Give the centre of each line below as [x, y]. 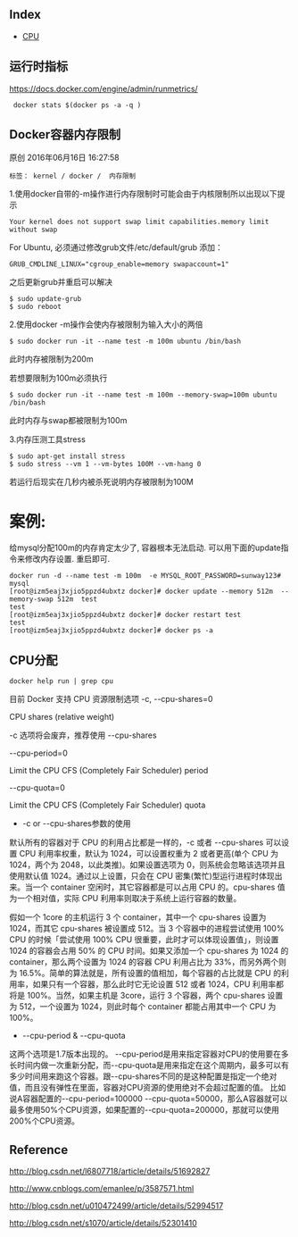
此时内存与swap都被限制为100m [68, 421]
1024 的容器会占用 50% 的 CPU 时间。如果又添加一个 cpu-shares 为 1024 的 [149, 951]
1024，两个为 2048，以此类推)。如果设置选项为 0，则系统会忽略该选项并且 [147, 865]
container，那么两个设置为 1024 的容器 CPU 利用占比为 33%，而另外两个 [144, 962]
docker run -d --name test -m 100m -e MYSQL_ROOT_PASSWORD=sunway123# [145, 576]
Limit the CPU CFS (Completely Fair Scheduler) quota [108, 805]
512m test [77, 599]
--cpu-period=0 [39, 753]
